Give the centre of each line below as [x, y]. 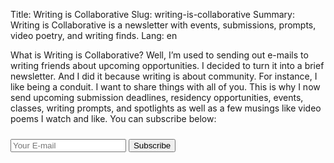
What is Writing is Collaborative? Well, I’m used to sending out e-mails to [159, 55]
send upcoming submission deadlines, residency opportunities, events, [157, 97]
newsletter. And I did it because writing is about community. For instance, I [164, 76]
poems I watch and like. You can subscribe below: [113, 118]
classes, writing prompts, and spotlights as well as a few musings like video [166, 108]
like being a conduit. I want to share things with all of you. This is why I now [165, 87]
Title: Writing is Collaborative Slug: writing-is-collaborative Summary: [152, 14]
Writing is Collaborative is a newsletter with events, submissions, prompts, [163, 25]
